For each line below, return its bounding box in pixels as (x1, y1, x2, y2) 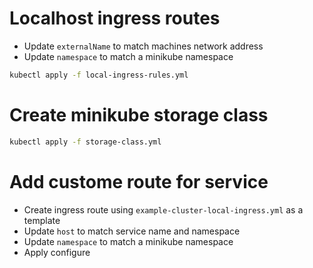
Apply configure (23, 246, 91, 258)
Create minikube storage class (9, 104, 269, 126)
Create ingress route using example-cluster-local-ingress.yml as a (23, 203, 304, 216)
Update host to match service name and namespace (23, 225, 241, 237)
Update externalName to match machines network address (23, 40, 264, 52)
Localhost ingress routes (9, 7, 221, 30)
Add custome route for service (9, 170, 269, 193)
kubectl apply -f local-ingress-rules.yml (9, 70, 189, 80)
